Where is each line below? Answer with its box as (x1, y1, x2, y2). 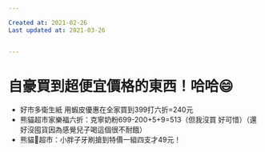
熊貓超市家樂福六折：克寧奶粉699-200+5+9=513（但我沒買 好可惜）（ (19, 115, 251, 125)
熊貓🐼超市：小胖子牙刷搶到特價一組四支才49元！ (19, 135, 182, 145)
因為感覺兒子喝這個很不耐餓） (47, 125, 147, 134)
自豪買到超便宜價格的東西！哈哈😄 (8, 77, 234, 95)
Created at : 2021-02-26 (8, 18, 88, 26)
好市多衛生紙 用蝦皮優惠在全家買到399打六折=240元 (19, 105, 194, 114)
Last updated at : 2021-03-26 (8, 26, 106, 34)
